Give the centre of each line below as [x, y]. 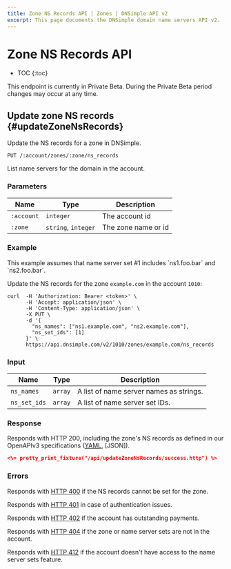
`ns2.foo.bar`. [27, 270]
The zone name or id [135, 227]
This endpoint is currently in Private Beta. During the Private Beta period [110, 86]
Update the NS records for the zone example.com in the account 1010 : [104, 283]
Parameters [27, 186]
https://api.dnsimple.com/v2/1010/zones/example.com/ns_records [120, 345]
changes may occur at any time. [53, 94]
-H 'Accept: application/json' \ [73, 302]
